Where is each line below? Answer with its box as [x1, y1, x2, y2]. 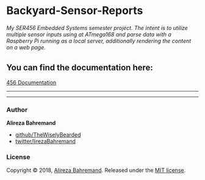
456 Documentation [6, 79, 57, 86]
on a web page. [6, 43, 46, 51]
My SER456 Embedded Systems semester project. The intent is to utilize [6, 24, 188, 31]
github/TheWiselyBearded [15, 131, 81, 139]
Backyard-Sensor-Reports [6, 4, 143, 18]
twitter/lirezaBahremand [15, 138, 76, 145]
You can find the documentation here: [6, 62, 154, 73]
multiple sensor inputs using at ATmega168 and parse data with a [6, 31, 172, 38]
